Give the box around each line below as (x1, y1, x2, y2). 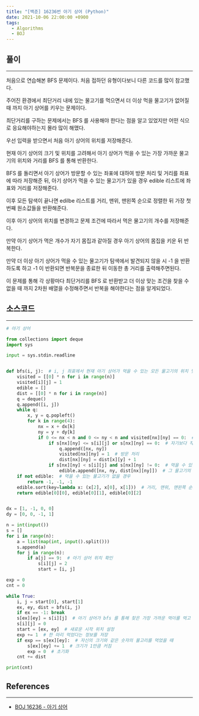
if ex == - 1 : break (17, 610, 65, 616)
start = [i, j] (37, 566, 76, 572)
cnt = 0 (6, 582, 25, 588)
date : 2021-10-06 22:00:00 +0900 (6, 14, 89, 20)
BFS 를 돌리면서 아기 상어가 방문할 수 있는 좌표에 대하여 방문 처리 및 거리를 (6, 169, 178, 176)
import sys (6, 342, 33, 348)
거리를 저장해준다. (17, 184, 59, 191)
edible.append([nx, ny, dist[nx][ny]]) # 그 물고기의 (59, 468, 191, 474)
